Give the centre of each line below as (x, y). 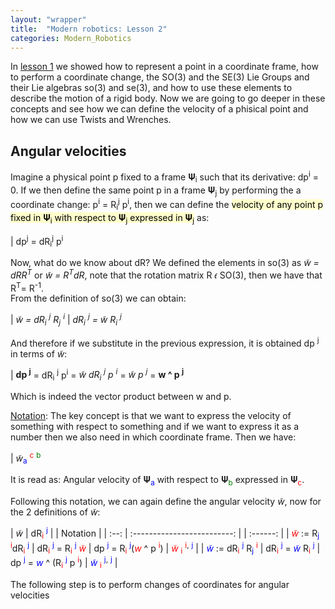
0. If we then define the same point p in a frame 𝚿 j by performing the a (156, 191)
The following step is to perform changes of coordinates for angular (150, 584)
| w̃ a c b (26, 458)
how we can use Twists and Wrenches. (91, 120)
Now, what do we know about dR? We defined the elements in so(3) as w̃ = (165, 263)
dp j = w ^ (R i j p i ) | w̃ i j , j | (64, 563)
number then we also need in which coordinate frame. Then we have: (153, 437)
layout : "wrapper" (48, 19)
